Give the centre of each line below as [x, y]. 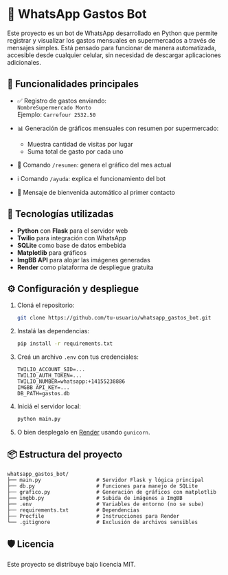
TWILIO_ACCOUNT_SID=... [51, 370]
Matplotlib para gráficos [52, 252]
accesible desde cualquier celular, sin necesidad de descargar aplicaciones [114, 55]
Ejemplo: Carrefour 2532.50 [56, 114]
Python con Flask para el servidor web [72, 231]
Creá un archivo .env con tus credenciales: [78, 357]
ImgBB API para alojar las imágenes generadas [84, 260]
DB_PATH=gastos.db [43, 394]
